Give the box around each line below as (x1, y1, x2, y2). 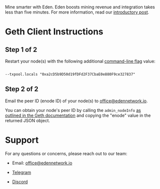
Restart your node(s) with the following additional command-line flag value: (5, 58, 156, 64)
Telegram (12, 169, 32, 175)
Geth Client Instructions (5, 26, 103, 37)
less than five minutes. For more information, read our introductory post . (5, 9, 149, 15)
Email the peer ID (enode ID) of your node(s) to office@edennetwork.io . (5, 98, 148, 104)
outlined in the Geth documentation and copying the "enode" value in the (5, 112, 151, 118)
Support (5, 135, 39, 145)
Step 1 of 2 (5, 46, 37, 54)
